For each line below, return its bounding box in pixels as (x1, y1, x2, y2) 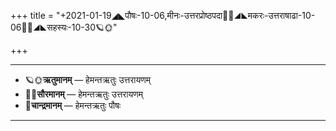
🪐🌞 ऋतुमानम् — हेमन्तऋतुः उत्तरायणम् (24, 74, 151, 85)
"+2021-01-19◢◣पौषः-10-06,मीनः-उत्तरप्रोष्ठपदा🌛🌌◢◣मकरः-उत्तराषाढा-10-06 (55, 10, 316, 21)
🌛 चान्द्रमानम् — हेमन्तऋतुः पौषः (24, 100, 122, 111)
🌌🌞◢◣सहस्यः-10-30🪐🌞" (10, 21, 118, 33)
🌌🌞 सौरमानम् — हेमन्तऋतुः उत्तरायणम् (24, 88, 144, 100)
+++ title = (10, 10, 55, 21)
